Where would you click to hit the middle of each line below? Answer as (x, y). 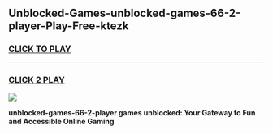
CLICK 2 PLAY (37, 80)
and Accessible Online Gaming (61, 121)
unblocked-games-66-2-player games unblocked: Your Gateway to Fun (132, 112)
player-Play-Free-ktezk (69, 26)
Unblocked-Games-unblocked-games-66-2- (125, 13)
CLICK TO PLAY (40, 50)
